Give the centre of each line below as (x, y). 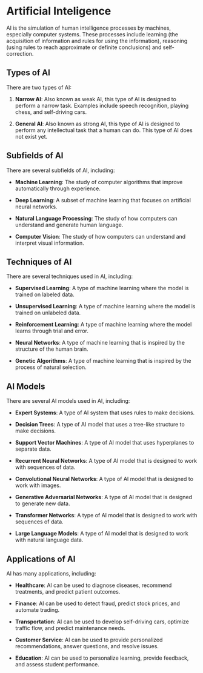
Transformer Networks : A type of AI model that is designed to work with (106, 516)
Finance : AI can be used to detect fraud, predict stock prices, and (97, 603)
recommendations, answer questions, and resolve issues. (87, 646)
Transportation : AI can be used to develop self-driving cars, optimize (102, 622)
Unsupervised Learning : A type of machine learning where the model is (105, 307)
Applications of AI (41, 559)
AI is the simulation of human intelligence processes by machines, (89, 28)
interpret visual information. (50, 243)
